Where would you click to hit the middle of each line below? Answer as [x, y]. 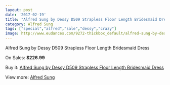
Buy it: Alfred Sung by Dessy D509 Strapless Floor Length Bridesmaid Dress [85, 67]
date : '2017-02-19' [26, 15]
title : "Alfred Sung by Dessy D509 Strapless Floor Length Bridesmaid [81, 19]
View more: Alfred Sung [30, 77]
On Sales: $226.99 [25, 58]
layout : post [19, 10]
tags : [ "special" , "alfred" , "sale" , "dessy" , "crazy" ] [61, 29]
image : [12, 33]
